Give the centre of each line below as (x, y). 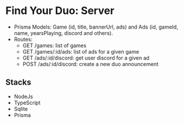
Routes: (23, 39)
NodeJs (23, 96)
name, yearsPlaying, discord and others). (63, 33)
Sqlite (21, 108)
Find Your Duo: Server (60, 11)
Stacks (18, 82)
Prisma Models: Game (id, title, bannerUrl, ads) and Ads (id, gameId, (96, 27)
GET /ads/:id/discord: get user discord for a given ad (86, 58)
